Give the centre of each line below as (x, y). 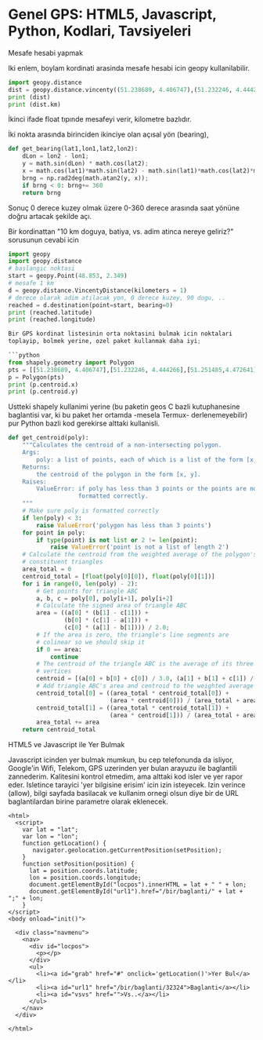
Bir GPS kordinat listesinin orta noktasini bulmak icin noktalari (121, 334)
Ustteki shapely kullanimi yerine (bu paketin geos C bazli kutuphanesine (124, 407)
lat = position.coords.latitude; (83, 871)
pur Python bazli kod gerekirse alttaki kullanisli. (84, 423)
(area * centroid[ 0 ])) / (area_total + (175, 700)
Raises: (34, 482)
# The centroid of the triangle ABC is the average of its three (145, 664)
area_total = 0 (47, 569)
